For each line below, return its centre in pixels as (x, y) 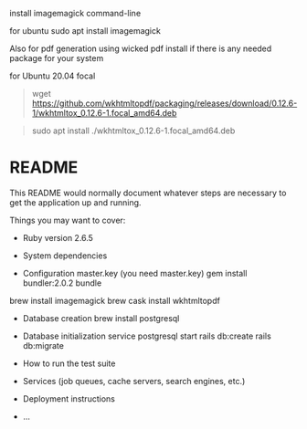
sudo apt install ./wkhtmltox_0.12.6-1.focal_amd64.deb (133, 131)
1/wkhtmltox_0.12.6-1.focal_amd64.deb (104, 113)
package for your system (57, 58)
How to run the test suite (69, 363)
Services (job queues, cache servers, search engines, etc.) (134, 381)
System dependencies (65, 256)
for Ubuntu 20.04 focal (53, 76)
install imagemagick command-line (75, 13)
